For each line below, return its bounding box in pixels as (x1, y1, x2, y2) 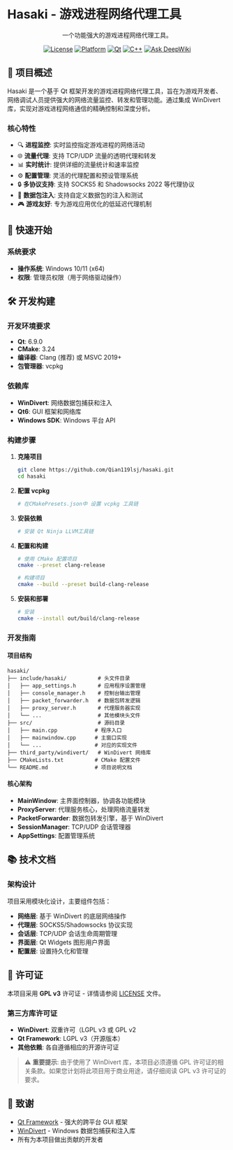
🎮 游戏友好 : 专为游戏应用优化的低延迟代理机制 (17, 200, 152, 208)
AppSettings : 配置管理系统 (17, 832, 96, 840)
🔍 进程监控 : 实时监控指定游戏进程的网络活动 (17, 141, 145, 149)
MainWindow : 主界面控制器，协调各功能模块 (17, 797, 146, 805)
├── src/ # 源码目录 (7, 719, 126, 726)
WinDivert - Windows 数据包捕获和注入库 (17, 1126, 136, 1135)
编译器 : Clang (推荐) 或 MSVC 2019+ (17, 353, 122, 362)
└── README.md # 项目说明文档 (7, 764, 133, 771)
